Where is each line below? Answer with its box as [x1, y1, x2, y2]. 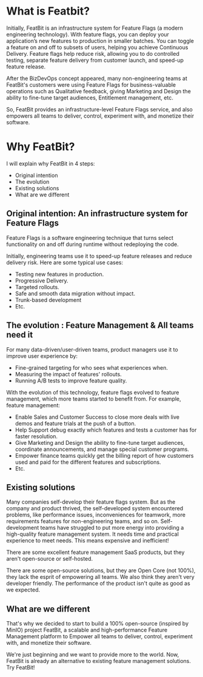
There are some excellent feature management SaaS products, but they [6, 549, 185, 556]
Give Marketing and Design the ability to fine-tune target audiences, [15, 439, 185, 446]
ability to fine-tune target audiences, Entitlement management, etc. [6, 94, 174, 101]
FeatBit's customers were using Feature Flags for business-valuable [6, 81, 176, 88]
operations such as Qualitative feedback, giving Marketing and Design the [6, 87, 191, 95]
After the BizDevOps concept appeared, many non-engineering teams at [6, 75, 188, 82]
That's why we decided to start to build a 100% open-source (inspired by [6, 620, 189, 627]
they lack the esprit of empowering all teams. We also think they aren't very [6, 573, 195, 581]
